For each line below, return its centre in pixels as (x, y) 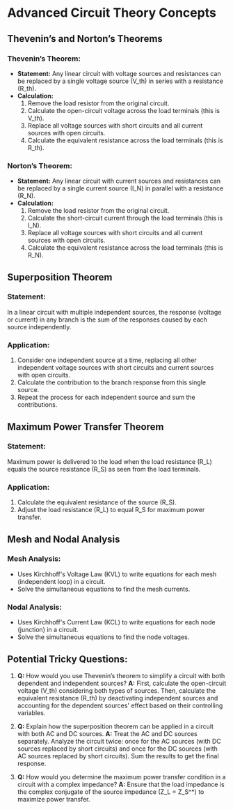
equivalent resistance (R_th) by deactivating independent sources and (118, 698)
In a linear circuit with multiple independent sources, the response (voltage (114, 312)
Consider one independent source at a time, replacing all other (107, 360)
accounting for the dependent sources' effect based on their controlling (120, 705)
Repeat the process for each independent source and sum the (106, 397)
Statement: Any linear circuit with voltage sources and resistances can (119, 73)
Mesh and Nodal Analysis (64, 539)
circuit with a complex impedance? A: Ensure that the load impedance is (121, 784)
